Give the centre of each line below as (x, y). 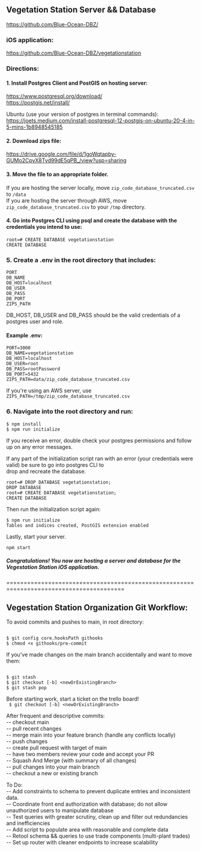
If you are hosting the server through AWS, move (67, 200)
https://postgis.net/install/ (38, 103)
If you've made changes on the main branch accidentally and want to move (99, 655)
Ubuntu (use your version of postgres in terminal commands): (82, 114)
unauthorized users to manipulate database (60, 811)
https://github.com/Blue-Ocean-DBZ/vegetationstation (74, 53)
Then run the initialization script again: (53, 509)
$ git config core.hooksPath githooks (55, 638)
